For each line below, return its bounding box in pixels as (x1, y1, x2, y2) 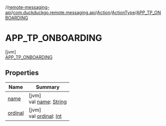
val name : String (28, 98, 67, 105)
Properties (5, 68, 39, 77)
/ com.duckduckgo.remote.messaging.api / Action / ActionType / (11, 9, 136, 15)
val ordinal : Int (28, 112, 62, 119)
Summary (35, 83, 60, 90)
